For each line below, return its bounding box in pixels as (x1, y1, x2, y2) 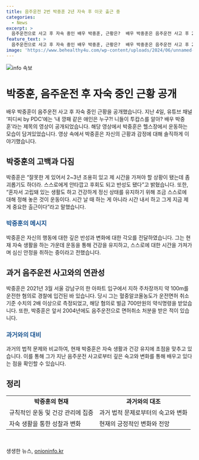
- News (11, 20, 28, 25)
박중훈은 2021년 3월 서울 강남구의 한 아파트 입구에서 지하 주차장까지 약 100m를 (6, 285, 189, 292)
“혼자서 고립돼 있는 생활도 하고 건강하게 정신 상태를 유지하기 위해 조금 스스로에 (6, 188, 187, 196)
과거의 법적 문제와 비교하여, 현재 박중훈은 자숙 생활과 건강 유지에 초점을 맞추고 (6, 345, 187, 352)
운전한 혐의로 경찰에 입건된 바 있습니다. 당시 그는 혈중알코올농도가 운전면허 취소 (6, 292, 190, 299)
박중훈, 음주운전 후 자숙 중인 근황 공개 (6, 87, 177, 101)
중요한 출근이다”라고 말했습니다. (12, 203, 86, 210)
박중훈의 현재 (34, 397, 69, 405)
